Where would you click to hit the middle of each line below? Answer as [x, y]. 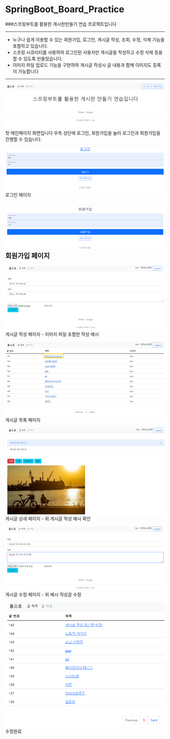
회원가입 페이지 [28, 256]
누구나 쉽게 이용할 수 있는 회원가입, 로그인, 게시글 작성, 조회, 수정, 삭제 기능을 [89, 40]
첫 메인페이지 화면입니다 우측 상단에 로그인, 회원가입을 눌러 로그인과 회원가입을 [83, 133]
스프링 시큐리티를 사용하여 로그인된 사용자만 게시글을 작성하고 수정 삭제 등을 [88, 52]
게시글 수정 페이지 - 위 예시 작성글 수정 [44, 595]
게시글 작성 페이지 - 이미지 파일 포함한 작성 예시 [52, 334]
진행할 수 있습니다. [24, 139]
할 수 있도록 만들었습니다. [38, 58]
